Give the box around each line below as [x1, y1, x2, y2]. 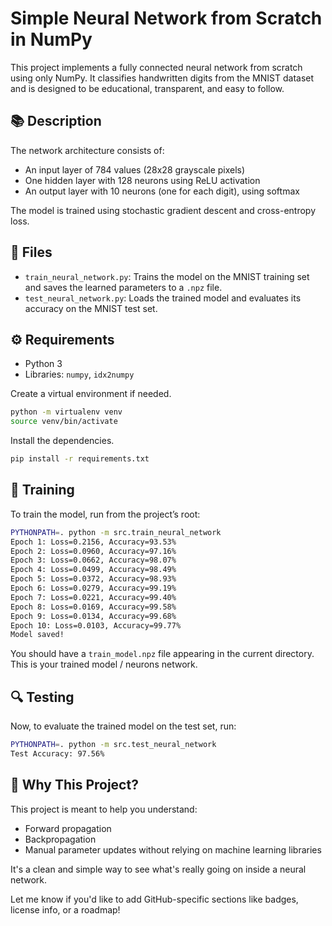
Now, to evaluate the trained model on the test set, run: [10, 720, 237, 732]
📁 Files [10, 244, 53, 261]
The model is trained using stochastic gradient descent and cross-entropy [10, 204, 317, 216]
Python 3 [24, 358, 63, 370]
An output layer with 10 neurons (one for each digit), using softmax [24, 185, 300, 197]
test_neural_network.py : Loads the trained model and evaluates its [24, 292, 302, 304]
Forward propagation [24, 822, 112, 834]
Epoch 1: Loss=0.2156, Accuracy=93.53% [10, 537, 177, 547]
